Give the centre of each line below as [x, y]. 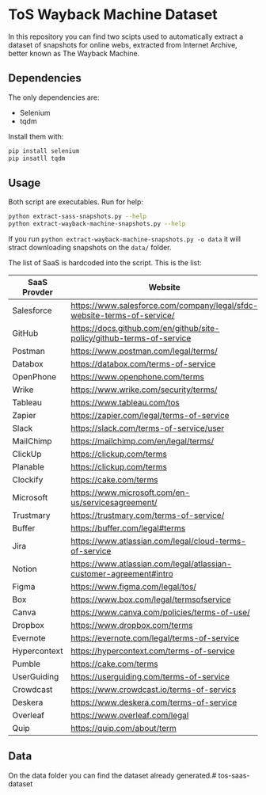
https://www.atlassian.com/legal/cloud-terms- [159, 542]
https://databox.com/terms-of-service [143, 364]
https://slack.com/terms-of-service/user [148, 428]
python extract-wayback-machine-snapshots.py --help [97, 224]
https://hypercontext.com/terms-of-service [153, 651]
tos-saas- [234, 775]
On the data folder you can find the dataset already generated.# [112, 775]
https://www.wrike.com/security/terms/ [144, 390]
